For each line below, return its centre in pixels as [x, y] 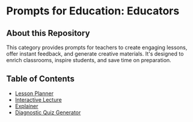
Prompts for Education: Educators [93, 11]
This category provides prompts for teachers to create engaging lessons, [97, 47]
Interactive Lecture [38, 99]
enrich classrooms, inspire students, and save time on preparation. [89, 60]
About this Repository [48, 33]
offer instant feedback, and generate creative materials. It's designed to [95, 54]
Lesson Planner [34, 93]
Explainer [26, 106]
